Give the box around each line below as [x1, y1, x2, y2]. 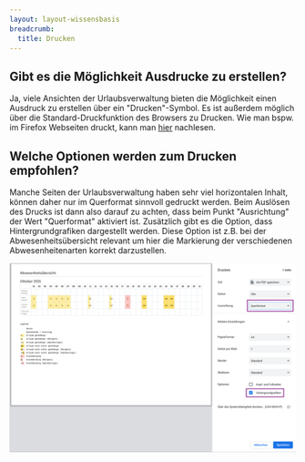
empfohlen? [9, 162, 79, 178]
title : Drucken [17, 34, 76, 43]
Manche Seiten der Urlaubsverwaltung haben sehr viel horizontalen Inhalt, [9, 187, 289, 198]
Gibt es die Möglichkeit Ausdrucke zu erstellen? [9, 68, 287, 84]
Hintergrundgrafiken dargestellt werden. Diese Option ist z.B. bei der [9, 226, 267, 236]
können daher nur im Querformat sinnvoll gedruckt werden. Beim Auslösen [9, 197, 290, 207]
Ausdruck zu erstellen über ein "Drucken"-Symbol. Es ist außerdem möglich [9, 103, 295, 114]
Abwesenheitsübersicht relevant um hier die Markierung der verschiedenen [9, 235, 293, 246]
